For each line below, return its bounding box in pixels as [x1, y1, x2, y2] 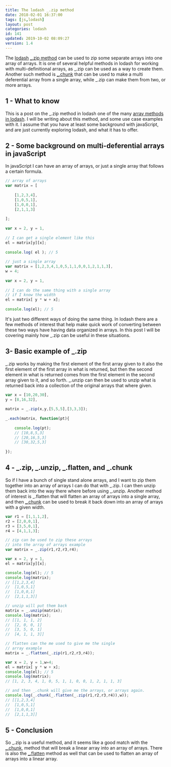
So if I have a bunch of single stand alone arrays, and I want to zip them [5, 477, 156, 483]
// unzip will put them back [5, 603, 67, 608]
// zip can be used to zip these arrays [5, 537, 93, 543]
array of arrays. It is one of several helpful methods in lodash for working [5, 60, 159, 66]
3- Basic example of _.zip [5, 347, 87, 356]
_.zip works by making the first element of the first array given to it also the [5, 360, 163, 367]
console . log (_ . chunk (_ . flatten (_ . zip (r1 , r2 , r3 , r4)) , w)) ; [5, 693, 129, 698]
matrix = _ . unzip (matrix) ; [5, 608, 63, 613]
